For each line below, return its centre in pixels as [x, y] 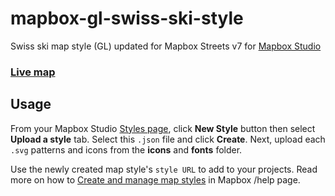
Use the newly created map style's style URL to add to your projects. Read [164, 169]
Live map [33, 72]
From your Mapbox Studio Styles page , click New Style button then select [163, 128]
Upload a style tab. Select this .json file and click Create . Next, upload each [168, 139]
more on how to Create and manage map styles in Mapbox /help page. [155, 179]
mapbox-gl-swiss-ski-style [127, 18]
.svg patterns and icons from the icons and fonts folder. [126, 149]
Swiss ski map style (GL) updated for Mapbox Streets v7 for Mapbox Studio [166, 46]
